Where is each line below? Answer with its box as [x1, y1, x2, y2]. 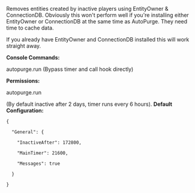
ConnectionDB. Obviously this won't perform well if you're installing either [6, 11, 189, 19]
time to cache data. [6, 24, 54, 31]
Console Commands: [6, 54, 60, 61]
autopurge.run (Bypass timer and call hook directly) [6, 66, 134, 73]
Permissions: [6, 78, 40, 84]
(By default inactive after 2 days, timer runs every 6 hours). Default [6, 100, 173, 108]
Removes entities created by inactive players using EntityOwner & [6, 5, 169, 12]
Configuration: [6, 107, 44, 114]
